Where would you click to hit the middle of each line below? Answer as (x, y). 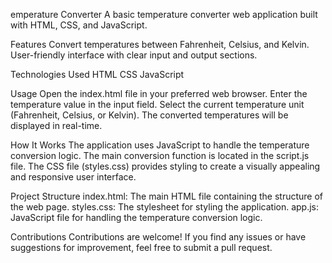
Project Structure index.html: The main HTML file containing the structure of (167, 196)
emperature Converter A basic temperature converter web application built (164, 14)
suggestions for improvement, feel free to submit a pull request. (141, 247)
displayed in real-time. (56, 125)
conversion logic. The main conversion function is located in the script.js (160, 155)
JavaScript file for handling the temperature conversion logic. (136, 217)
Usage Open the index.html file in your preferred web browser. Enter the (159, 93)
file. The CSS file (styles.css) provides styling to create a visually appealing (165, 166)
